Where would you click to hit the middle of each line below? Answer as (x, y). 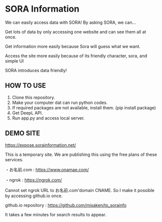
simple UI (15, 61)
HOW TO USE (25, 86)
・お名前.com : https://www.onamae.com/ (47, 170)
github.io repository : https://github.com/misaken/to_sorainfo (66, 205)
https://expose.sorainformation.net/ (40, 145)
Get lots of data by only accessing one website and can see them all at (76, 32)
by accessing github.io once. (34, 196)
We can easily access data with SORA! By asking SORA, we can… (71, 22)
